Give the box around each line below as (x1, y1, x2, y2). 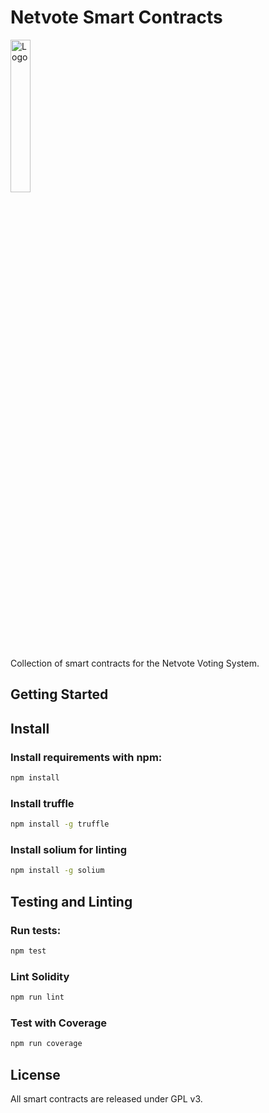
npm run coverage (10, 1039, 83, 1049)
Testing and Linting (10, 893, 133, 910)
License (10, 1066, 61, 1083)
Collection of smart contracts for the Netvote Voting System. (10, 657, 260, 669)
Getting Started (10, 686, 109, 703)
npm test (10, 946, 47, 956)
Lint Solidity (10, 969, 70, 983)
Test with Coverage (10, 1016, 107, 1030)
